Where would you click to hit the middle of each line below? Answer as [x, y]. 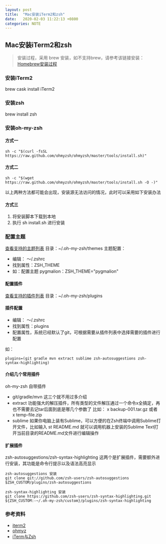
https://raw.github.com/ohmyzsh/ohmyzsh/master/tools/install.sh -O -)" [82, 182]
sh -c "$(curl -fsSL [26, 151]
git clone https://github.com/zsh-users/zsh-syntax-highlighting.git [78, 496]
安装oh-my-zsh [24, 128]
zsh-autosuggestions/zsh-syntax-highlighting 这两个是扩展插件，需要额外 [80, 457]
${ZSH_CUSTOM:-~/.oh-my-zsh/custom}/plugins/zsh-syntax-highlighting [78, 501]
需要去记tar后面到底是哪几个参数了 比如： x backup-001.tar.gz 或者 [89, 409]
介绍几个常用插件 [22, 374]
